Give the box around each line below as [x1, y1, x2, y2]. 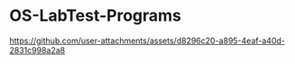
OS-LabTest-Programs [9, 5, 182, 26]
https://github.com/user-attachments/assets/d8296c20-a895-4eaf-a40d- [9, 35, 286, 46]
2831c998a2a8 [9, 44, 66, 55]
